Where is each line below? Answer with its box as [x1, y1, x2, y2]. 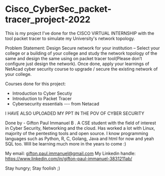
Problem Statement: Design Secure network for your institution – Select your [5, 45, 160, 51]
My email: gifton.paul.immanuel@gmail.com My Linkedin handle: [5, 150, 136, 156]
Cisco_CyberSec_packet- [5, 3, 112, 15]
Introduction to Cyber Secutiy [12, 90, 72, 96]
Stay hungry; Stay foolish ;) [5, 165, 61, 171]
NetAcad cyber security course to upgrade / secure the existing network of [5, 66, 158, 72]
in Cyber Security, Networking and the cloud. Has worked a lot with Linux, [5, 125, 155, 131]
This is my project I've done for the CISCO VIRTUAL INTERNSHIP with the [5, 30, 154, 36]
